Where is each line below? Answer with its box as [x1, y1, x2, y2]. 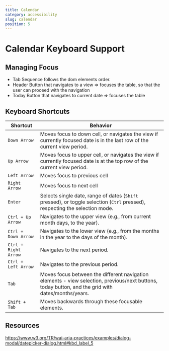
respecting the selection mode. [40, 205, 114, 212]
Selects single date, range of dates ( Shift [40, 192, 138, 199]
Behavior [90, 122, 112, 129]
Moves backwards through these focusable [40, 298, 142, 305]
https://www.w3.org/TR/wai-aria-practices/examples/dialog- [5, 334, 132, 340]
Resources [5, 321, 40, 330]
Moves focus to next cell [40, 182, 98, 189]
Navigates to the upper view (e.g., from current [40, 213, 151, 220]
